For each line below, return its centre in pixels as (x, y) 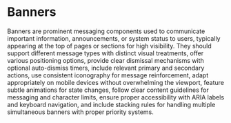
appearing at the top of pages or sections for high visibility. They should (109, 46)
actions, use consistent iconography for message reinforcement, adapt (108, 75)
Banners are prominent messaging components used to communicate (106, 31)
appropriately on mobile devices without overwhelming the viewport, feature (115, 82)
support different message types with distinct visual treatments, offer (106, 53)
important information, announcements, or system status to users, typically (114, 38)
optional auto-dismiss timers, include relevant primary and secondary (106, 68)
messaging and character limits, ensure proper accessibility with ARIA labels (116, 97)
